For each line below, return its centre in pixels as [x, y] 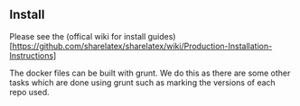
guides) [162, 36]
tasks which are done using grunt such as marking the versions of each [142, 82]
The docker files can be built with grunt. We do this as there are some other [150, 73]
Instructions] [33, 55]
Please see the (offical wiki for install [78, 36]
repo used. [29, 92]
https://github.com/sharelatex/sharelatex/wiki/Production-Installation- [142, 46]
